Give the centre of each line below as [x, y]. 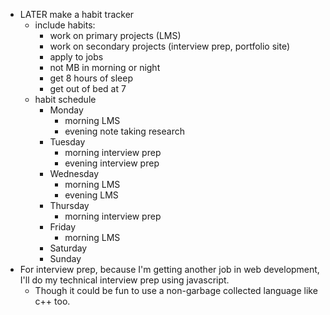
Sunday [65, 258]
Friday [63, 227]
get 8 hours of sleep [91, 78]
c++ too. [52, 301]
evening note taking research [124, 131]
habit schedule [65, 99]
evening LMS [91, 195]
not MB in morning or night [105, 67]
